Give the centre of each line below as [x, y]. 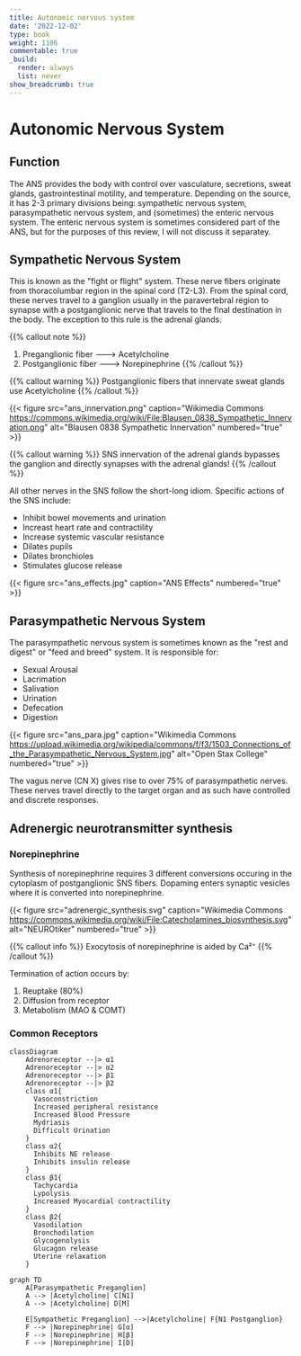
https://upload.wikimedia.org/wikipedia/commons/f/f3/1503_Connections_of [150, 745]
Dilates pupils [48, 547]
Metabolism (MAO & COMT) [74, 1010]
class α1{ [44, 1092]
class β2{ [44, 1218]
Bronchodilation [63, 1233]
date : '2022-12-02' [46, 26]
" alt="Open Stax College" [219, 754]
